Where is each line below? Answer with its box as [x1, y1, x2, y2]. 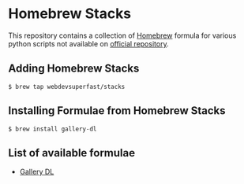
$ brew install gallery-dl [8, 125, 97, 133]
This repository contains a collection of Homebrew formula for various [8, 31, 237, 40]
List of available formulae [8, 146, 136, 160]
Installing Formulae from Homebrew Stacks [8, 104, 227, 118]
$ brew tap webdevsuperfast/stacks [8, 83, 126, 90]
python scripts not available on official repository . [8, 39, 169, 48]
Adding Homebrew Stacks [8, 62, 140, 75]
